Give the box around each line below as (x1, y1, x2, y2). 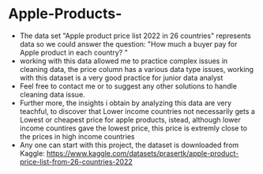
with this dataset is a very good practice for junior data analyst (19, 73, 224, 82)
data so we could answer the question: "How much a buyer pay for (19, 39, 238, 48)
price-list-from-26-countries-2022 (19, 157, 133, 166)
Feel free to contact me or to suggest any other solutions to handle (19, 81, 237, 91)
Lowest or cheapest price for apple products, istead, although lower (19, 115, 241, 124)
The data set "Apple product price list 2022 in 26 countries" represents (19, 31, 251, 40)
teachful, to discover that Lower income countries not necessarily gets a (19, 106, 255, 115)
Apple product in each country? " (19, 47, 128, 57)
